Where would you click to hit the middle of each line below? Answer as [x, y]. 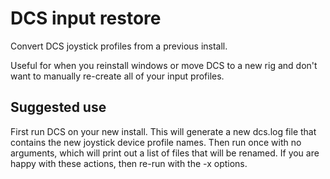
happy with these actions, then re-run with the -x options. [129, 163]
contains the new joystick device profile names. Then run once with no [156, 142]
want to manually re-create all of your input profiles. [117, 76]
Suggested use [58, 107]
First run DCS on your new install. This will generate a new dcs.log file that [163, 131]
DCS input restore [86, 18]
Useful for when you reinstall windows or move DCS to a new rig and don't [164, 65]
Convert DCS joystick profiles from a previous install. [119, 46]
